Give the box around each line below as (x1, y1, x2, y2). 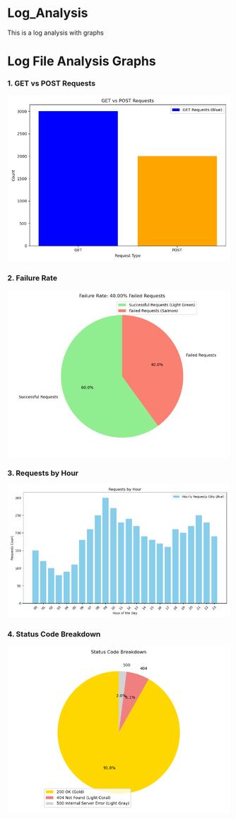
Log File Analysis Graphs (7, 53, 157, 69)
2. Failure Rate (7, 273, 58, 283)
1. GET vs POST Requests (7, 79, 96, 88)
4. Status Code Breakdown (7, 629, 101, 639)
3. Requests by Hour (7, 468, 79, 478)
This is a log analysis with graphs (7, 28, 104, 37)
